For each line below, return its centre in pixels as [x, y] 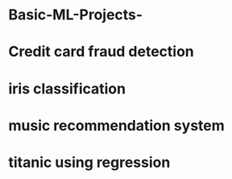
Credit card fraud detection [101, 52]
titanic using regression [89, 162]
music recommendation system [117, 125]
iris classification [67, 88]
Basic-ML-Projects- [76, 15]
